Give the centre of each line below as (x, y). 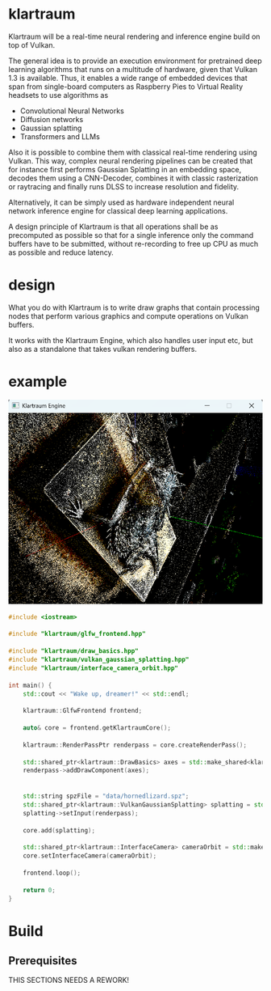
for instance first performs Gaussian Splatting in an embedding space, (125, 169)
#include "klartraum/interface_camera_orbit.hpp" (94, 668)
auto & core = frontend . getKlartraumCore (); (97, 728)
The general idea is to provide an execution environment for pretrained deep (135, 61)
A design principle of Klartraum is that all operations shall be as (113, 227)
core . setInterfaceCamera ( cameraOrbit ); (90, 856)
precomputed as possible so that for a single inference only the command (131, 235)
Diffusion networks (52, 119)
